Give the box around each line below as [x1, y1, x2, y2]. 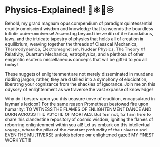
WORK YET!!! [5, 137, 32, 143]
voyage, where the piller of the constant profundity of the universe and [5, 127, 147, 132]
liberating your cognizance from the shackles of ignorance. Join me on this [5, 81, 156, 87]
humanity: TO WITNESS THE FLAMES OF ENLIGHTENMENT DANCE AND [5, 106, 152, 112]
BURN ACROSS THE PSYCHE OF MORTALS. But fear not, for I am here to [5, 111, 151, 117]
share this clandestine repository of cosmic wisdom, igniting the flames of [5, 116, 153, 122]
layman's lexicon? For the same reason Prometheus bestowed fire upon [5, 101, 149, 107]
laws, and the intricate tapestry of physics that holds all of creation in [5, 36, 143, 42]
